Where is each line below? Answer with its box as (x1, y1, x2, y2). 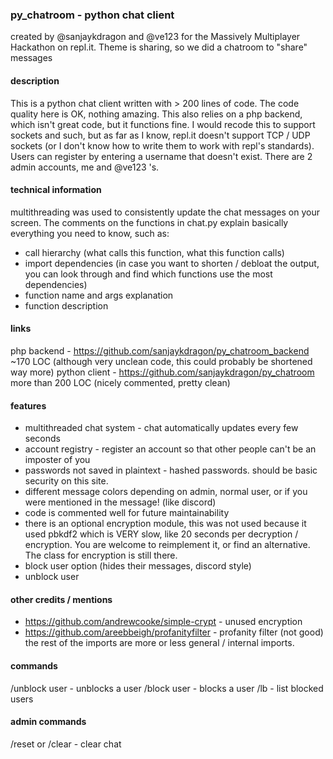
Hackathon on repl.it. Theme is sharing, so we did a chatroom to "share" (10, 41, 308, 53)
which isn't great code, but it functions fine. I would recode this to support (10, 118, 316, 130)
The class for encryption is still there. (24, 549, 178, 562)
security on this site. (24, 475, 109, 487)
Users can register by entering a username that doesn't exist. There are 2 (10, 150, 313, 162)
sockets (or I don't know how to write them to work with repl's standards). (10, 139, 315, 152)
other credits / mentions (10, 593, 113, 605)
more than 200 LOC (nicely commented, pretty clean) (10, 376, 231, 388)
